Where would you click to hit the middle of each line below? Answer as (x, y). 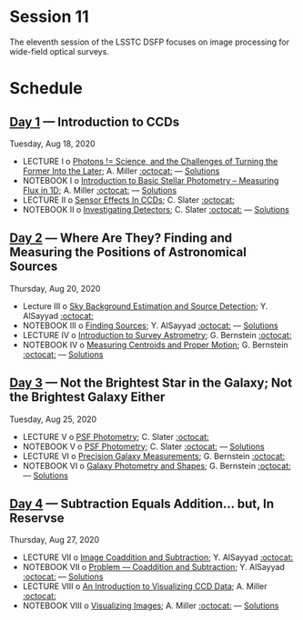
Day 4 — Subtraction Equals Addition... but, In (142, 503)
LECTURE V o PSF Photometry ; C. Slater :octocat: (116, 436)
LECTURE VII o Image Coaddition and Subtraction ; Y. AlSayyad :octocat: (158, 557)
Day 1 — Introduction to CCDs (95, 121)
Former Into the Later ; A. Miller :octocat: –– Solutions (121, 171)
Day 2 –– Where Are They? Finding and (121, 238)
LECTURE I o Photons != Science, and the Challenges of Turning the (150, 161)
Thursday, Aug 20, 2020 (55, 288)
